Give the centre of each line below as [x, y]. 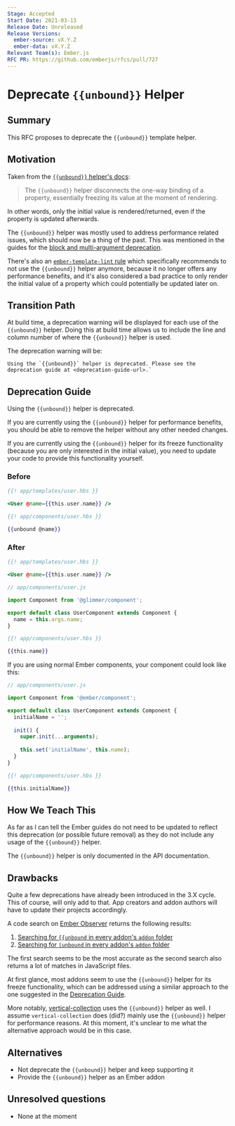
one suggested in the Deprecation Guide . [67, 994]
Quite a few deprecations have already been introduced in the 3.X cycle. [112, 895]
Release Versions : [34, 33]
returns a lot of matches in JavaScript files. [69, 966]
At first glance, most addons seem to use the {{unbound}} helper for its [109, 980]
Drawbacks [33, 878]
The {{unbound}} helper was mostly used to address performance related [113, 232]
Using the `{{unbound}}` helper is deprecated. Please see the [102, 364]
